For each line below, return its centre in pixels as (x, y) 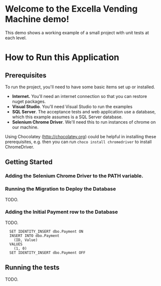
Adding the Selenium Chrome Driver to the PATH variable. (74, 176)
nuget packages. (29, 101)
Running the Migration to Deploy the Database (61, 189)
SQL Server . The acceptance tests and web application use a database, (84, 111)
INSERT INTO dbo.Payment (34, 236)
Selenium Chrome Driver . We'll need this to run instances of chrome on (84, 122)
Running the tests (32, 268)
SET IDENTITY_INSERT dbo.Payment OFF (48, 253)
